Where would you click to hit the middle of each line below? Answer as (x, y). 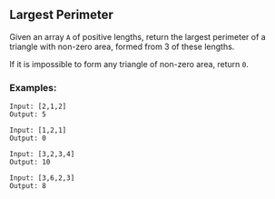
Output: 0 (28, 139)
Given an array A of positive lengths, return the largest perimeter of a (137, 36)
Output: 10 (30, 163)
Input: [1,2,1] (38, 131)
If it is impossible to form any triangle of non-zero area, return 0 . (129, 64)
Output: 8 (28, 186)
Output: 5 (28, 114)
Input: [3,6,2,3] (42, 178)
